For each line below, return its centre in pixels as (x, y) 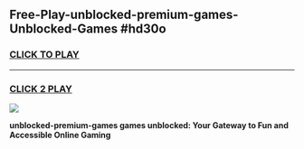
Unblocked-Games (64, 29)
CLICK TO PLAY (44, 55)
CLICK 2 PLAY (41, 88)
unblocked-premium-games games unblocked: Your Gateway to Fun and (149, 125)
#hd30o (143, 29)
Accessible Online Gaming (60, 135)
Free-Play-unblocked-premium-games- (124, 15)
